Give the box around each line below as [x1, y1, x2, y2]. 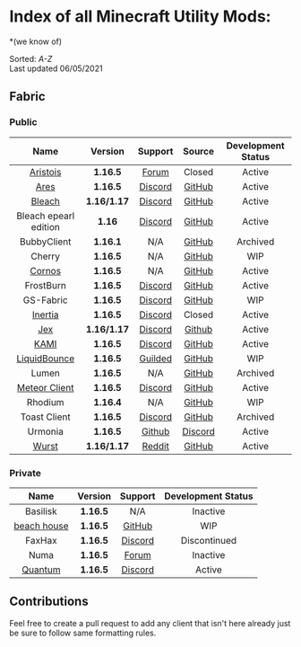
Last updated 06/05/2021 [9, 63, 103, 74]
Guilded [139, 352, 173, 365]
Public [9, 116, 38, 129]
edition [30, 220, 60, 233]
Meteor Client [16, 381, 74, 394]
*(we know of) [9, 36, 63, 47]
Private [9, 466, 42, 479]
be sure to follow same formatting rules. [9, 627, 157, 638]
